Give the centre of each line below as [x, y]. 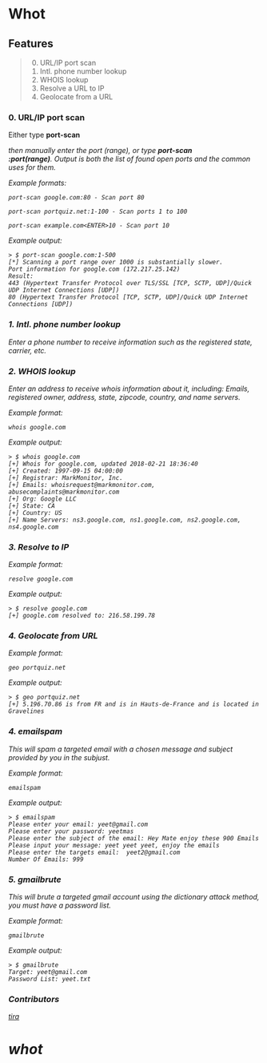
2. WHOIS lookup [42, 371]
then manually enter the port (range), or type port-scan [100, 151]
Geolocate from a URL [76, 97]
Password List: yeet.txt [50, 979]
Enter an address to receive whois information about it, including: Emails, [129, 389]
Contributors [34, 999]
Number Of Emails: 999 [46, 859]
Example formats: [38, 183]
